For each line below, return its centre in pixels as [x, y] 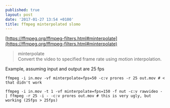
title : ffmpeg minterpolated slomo [43, 24]
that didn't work [24, 83]
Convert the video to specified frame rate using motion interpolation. [90, 59]
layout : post [19, 15]
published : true [22, 10]
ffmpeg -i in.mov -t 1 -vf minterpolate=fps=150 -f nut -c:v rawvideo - [84, 92]
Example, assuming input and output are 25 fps [55, 69]
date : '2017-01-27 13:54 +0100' [39, 19]
